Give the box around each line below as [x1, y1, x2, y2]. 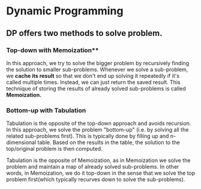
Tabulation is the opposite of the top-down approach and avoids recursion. [6, 120, 191, 127]
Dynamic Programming [6, 4, 124, 18]
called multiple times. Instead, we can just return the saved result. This [6, 78, 181, 86]
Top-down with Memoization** [6, 46, 99, 54]
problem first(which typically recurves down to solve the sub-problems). [6, 176, 185, 183]
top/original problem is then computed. [6, 145, 103, 153]
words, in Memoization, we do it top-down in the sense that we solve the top [6, 169, 196, 177]
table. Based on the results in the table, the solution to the [37, 139, 180, 146]
